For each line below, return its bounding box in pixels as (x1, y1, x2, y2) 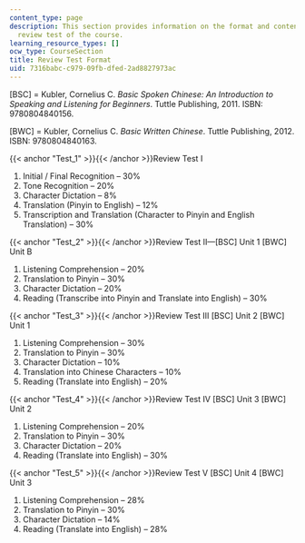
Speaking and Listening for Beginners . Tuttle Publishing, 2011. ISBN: (9, 98, 263, 109)
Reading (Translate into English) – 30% (22, 449, 168, 460)
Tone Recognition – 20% (22, 180, 115, 191)
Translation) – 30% (22, 219, 93, 230)
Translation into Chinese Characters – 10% (22, 366, 182, 377)
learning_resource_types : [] (9, 38, 120, 48)
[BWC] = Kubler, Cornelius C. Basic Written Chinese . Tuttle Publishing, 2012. (9, 125, 295, 136)
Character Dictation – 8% (22, 190, 118, 201)
